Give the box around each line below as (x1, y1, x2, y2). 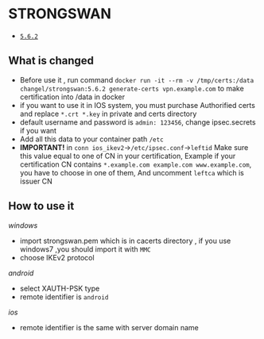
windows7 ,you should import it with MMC (19, 244, 151, 254)
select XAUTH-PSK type (19, 283, 100, 293)
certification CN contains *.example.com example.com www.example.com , (19, 160, 252, 169)
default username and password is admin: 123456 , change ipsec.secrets (19, 117, 256, 127)
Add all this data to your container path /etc (19, 134, 165, 144)
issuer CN (19, 176, 53, 186)
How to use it (8, 199, 75, 213)
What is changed (8, 54, 94, 67)
